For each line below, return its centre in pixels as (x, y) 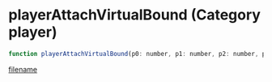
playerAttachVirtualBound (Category (135, 15)
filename (23, 69)
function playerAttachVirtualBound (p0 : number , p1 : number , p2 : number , (134, 54)
